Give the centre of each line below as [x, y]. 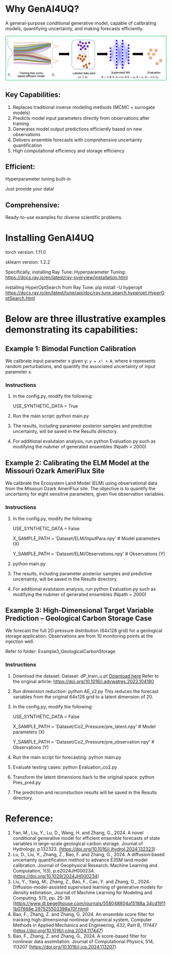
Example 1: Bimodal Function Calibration [71, 349]
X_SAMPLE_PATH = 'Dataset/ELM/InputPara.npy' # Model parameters [86, 538]
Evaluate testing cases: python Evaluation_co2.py [65, 767]
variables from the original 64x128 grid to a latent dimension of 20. [83, 697]
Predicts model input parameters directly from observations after [81, 118]
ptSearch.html [20, 298]
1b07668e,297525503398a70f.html [50, 908]
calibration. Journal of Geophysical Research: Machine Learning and [85, 865]
